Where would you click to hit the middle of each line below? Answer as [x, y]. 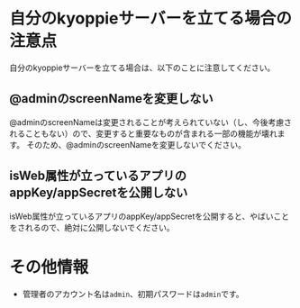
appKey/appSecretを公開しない [99, 193]
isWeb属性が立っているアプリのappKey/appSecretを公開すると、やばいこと [150, 216]
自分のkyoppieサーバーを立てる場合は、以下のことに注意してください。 [142, 68]
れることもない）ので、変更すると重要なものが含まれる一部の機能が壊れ [143, 133]
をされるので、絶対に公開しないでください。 [92, 227]
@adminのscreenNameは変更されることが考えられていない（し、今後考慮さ [151, 122]
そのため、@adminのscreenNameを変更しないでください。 [136, 144]
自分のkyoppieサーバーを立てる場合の [151, 18]
